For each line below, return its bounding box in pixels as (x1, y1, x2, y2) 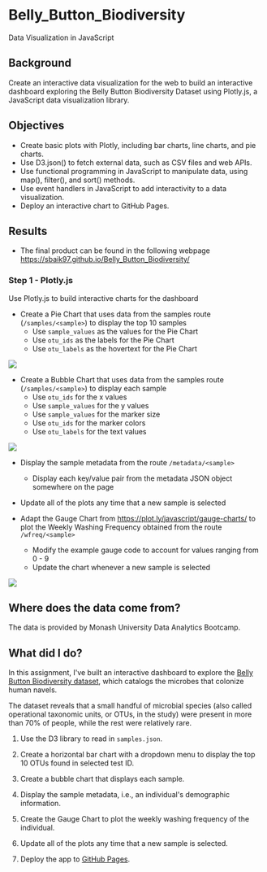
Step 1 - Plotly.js (8, 275, 73, 286)
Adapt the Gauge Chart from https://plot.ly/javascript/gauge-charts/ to (19, 513, 256, 523)
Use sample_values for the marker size (32, 409, 161, 419)
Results (8, 224, 48, 238)
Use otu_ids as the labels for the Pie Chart (32, 335, 174, 345)
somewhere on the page (32, 482, 114, 491)
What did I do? (8, 646, 83, 660)
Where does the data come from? (8, 601, 181, 615)
